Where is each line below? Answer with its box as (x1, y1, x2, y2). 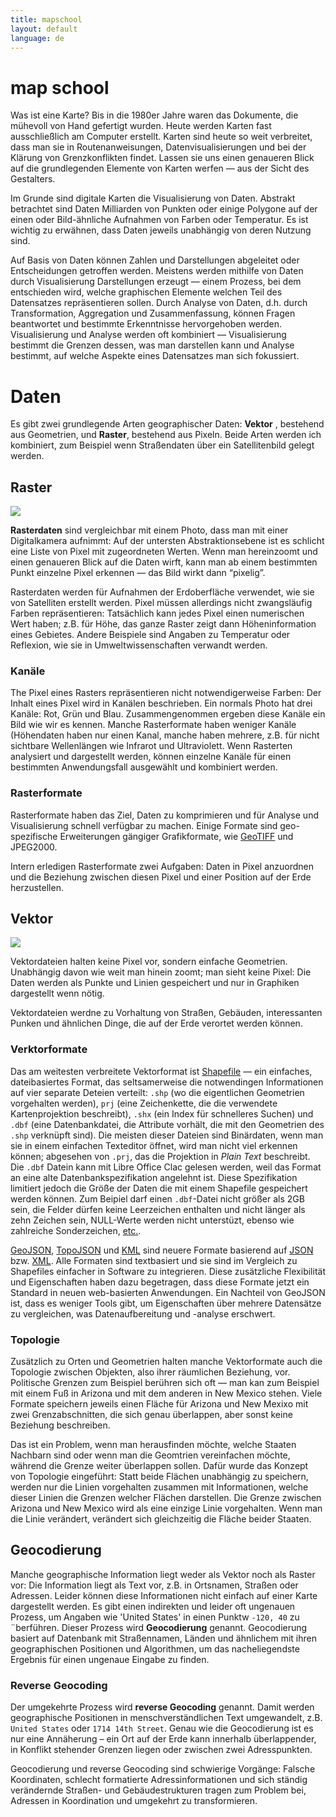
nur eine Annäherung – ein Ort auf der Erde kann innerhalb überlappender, (10, 1733, 317, 1745)
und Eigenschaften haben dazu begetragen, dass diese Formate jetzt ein (10, 1276, 310, 1288)
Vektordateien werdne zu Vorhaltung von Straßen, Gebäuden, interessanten (10, 1007, 323, 1019)
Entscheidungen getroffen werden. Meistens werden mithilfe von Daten (10, 265, 304, 277)
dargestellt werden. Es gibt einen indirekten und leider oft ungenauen (10, 1600, 296, 1612)
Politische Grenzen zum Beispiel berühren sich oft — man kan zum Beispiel (10, 1377, 320, 1389)
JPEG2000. (10, 841, 58, 853)
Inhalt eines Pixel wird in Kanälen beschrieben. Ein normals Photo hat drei (10, 697, 313, 710)
